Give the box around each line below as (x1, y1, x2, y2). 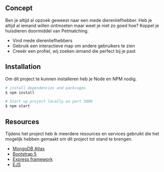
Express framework (12, 156, 53, 162)
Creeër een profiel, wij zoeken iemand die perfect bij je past (12, 48, 136, 54)
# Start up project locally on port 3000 (5, 99, 93, 104)
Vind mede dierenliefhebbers (12, 37, 72, 43)
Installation (5, 62, 41, 71)
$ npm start (5, 104, 30, 109)
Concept (5, 4, 33, 12)
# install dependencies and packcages (5, 85, 86, 90)
